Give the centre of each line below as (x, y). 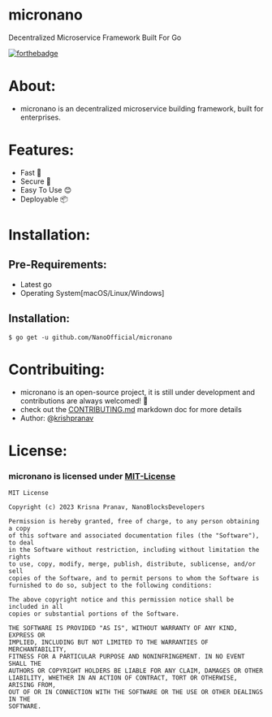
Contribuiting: (57, 369)
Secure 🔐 (35, 181)
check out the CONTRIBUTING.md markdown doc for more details (131, 409)
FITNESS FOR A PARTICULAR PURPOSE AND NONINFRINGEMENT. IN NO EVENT (127, 657)
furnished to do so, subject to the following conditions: (110, 586)
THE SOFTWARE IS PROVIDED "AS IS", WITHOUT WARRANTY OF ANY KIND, (123, 628)
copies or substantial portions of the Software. (94, 614)
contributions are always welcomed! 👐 (84, 401)
